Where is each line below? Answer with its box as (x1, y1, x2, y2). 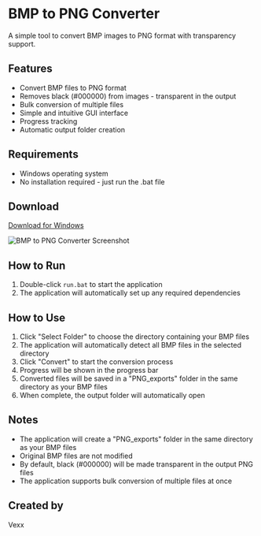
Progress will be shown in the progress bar (19, 366, 159, 374)
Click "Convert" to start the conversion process (19, 357, 174, 367)
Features (8, 62, 53, 76)
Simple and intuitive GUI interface (19, 108, 129, 117)
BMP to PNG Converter (8, 5, 160, 23)
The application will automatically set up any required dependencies (19, 288, 241, 298)
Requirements (8, 147, 79, 162)
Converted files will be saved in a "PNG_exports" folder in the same (19, 374, 238, 383)
